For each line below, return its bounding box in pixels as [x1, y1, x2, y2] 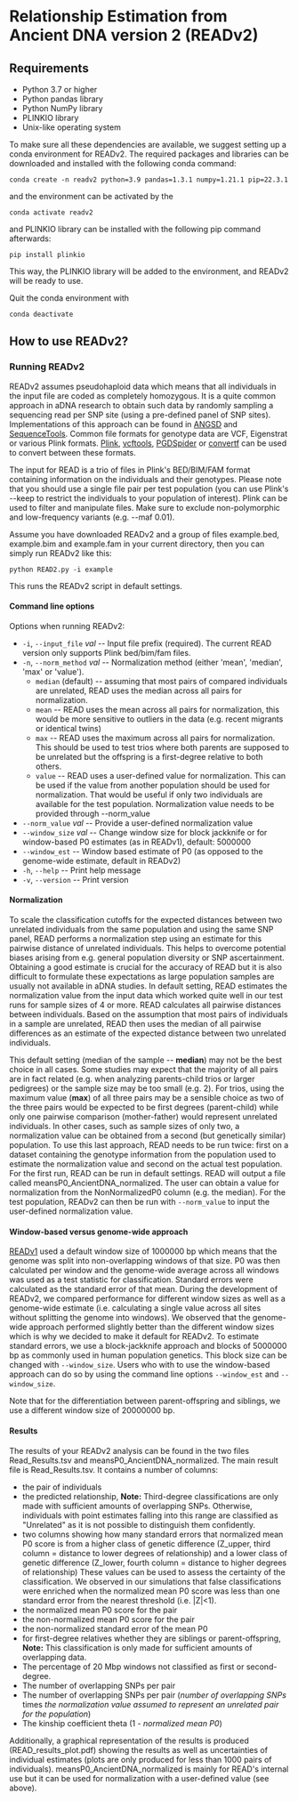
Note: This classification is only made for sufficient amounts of [21, 1642, 254, 1652]
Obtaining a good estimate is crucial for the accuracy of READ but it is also [9, 962, 283, 973]
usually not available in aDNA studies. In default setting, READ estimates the [9, 981, 287, 991]
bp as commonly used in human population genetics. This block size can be [9, 1350, 287, 1361]
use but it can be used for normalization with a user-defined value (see [9, 1773, 270, 1783]
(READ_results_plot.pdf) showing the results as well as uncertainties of [9, 1744, 269, 1755]
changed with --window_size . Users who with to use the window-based [9, 1360, 270, 1370]
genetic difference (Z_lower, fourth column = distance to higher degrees [21, 1557, 287, 1568]
